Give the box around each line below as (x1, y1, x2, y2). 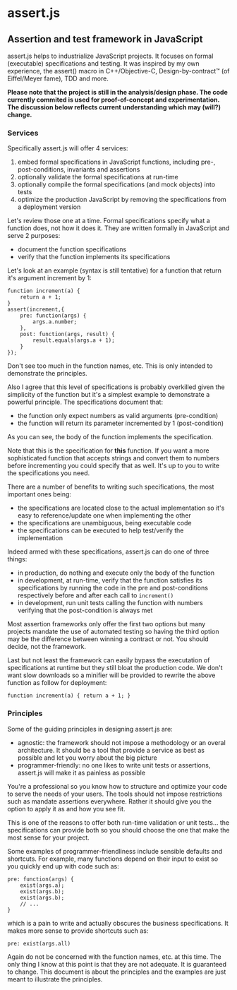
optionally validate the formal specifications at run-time (17, 173, 178, 181)
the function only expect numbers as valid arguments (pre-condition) (17, 412, 219, 420)
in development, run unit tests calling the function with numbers (17, 599, 203, 607)
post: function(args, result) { (20, 330, 115, 338)
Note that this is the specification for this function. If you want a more (7, 446, 209, 455)
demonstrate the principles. (7, 369, 87, 378)
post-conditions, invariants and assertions (17, 165, 140, 174)
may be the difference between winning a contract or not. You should (7, 635, 209, 643)
